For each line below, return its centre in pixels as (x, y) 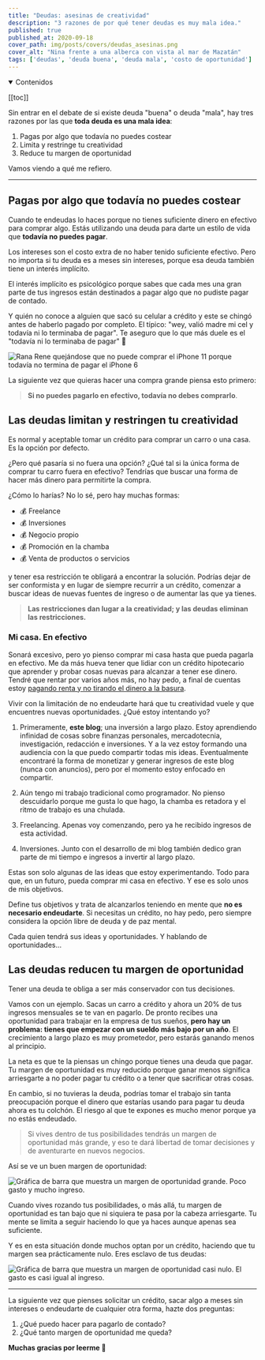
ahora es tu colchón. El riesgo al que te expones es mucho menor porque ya (132, 1110)
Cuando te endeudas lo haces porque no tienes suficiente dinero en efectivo (132, 220)
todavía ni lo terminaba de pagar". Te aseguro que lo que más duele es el (127, 332)
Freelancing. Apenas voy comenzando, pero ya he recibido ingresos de (135, 825)
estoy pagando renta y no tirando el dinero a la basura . (97, 688)
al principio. (27, 1046)
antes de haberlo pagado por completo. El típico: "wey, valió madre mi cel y (131, 324)
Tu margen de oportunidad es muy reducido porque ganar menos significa (129, 1069)
